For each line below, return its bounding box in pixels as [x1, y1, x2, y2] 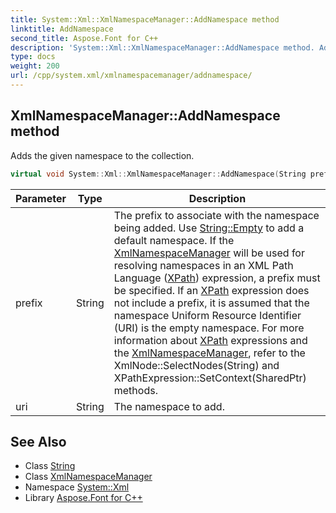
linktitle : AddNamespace [10, 24, 114, 34]
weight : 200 [10, 61, 60, 71]
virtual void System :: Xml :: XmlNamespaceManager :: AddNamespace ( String [10, 169, 307, 179]
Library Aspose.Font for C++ [24, 492, 143, 504]
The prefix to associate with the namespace [113, 208, 320, 222]
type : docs [10, 52, 56, 62]
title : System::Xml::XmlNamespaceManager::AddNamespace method [10, 14, 280, 25]
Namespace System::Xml [24, 481, 130, 493]
